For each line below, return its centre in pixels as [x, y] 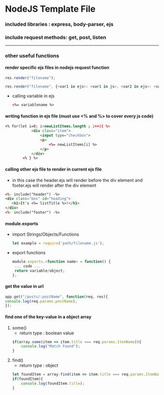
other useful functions [32, 56]
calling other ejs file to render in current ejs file [53, 169]
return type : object [39, 366]
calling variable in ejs [33, 96]
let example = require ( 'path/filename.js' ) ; [58, 243]
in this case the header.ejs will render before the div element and [77, 180]
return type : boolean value [47, 333]
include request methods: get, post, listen [56, 38]
